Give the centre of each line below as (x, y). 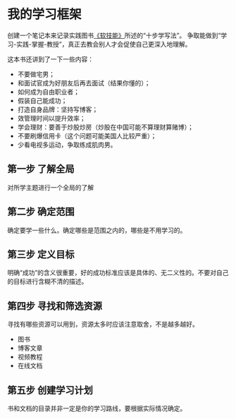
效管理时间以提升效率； (51, 118)
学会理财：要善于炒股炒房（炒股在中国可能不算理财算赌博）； (105, 127)
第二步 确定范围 (41, 212)
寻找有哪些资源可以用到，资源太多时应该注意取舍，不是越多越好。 (103, 324)
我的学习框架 (45, 14)
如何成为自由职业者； (48, 92)
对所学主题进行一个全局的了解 (50, 187)
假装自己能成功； (42, 100)
